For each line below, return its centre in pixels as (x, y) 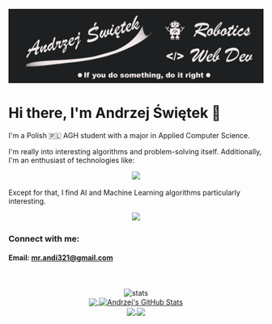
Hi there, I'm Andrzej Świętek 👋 (115, 113)
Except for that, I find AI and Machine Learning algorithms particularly (125, 192)
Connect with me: (44, 238)
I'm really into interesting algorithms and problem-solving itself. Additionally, (135, 151)
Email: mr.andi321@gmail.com (61, 258)
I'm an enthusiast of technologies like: (72, 160)
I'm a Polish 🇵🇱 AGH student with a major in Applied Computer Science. (130, 135)
